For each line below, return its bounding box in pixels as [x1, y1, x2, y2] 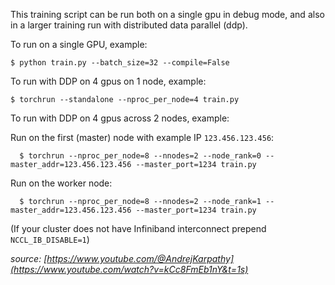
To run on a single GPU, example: [10, 39, 148, 50]
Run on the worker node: [10, 177, 113, 189]
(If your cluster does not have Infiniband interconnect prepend [10, 223, 267, 234]
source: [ [10, 253, 48, 264]
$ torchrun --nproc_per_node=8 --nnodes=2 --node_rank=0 [19, 151, 262, 161]
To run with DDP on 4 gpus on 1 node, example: [10, 75, 207, 87]
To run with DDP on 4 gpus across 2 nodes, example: [10, 112, 230, 124]
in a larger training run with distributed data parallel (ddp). [10, 19, 248, 31]
